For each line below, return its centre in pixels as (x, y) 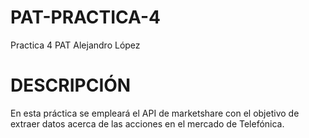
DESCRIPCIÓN (71, 85)
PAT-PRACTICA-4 (86, 17)
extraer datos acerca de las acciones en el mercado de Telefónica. (147, 123)
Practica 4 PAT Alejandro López (75, 45)
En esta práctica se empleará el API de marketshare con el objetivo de (155, 113)
